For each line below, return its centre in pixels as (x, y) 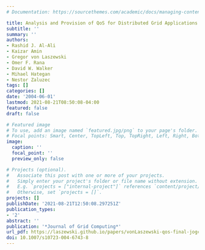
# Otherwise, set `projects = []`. (54, 193)
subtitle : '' (23, 29)
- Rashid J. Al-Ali (31, 46)
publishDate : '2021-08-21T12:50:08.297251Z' (64, 204)
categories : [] (26, 91)
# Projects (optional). (37, 170)
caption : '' (27, 148)
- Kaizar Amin (24, 52)
